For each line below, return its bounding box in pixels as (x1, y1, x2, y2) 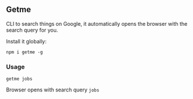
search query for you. (6, 26, 58, 33)
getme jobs (6, 76, 33, 82)
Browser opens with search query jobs (6, 86, 99, 93)
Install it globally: (6, 37, 47, 45)
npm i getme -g (6, 49, 43, 55)
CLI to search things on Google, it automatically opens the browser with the (6, 20, 188, 27)
